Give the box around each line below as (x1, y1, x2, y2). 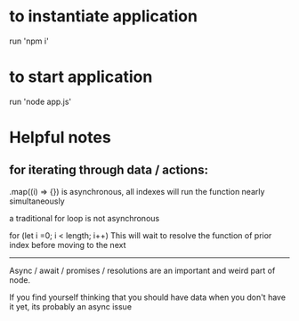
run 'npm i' (9, 36, 49, 46)
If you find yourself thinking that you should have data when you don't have (9, 292, 287, 302)
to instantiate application (9, 6, 198, 27)
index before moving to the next (9, 239, 126, 250)
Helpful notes (9, 127, 111, 148)
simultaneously (9, 196, 65, 206)
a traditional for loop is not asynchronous (9, 213, 160, 223)
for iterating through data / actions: (9, 163, 209, 178)
